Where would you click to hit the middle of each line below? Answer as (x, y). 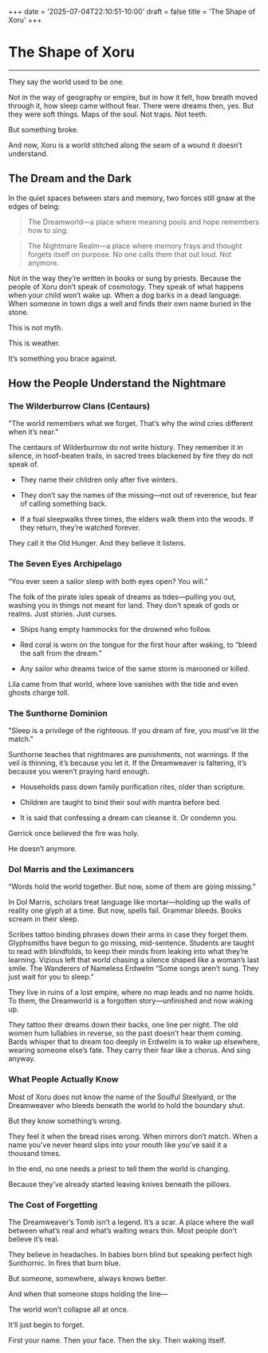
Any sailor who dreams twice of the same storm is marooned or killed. (134, 669)
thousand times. (35, 1153)
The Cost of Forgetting (53, 1205)
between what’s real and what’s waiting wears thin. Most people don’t (123, 1230)
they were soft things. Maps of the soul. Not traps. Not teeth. (108, 114)
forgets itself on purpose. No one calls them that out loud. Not (130, 254)
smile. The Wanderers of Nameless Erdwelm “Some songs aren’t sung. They (134, 968)
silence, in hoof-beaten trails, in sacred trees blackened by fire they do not (131, 456)
